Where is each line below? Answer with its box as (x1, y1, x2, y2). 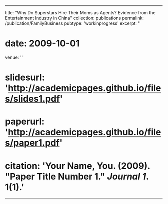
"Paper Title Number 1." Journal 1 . (5, 171, 149, 182)
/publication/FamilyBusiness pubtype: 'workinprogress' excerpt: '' (5, 20, 141, 26)
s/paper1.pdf (5, 137, 60, 149)
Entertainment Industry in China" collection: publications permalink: (5, 15, 144, 21)
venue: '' (5, 54, 23, 60)
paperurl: (5, 116, 45, 127)
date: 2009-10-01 (5, 38, 80, 49)
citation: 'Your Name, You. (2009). (5, 160, 150, 171)
